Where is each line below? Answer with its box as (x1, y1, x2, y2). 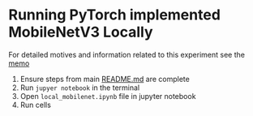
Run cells (19, 100, 51, 110)
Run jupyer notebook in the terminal (19, 83, 140, 92)
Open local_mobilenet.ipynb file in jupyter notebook (19, 91, 196, 101)
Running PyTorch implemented (8, 6, 221, 24)
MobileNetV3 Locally (8, 23, 153, 41)
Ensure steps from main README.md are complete (19, 74, 191, 84)
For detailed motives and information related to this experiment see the (8, 49, 246, 59)
